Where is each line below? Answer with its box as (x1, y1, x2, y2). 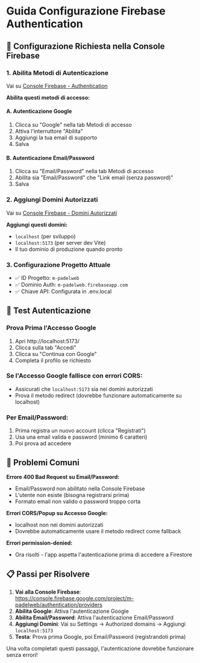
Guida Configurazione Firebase (6, 4, 166, 18)
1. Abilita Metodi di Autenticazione (6, 68, 108, 77)
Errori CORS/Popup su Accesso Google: (6, 509, 108, 516)
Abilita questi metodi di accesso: (6, 94, 90, 101)
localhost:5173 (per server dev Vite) (14, 239, 106, 246)
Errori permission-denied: (6, 539, 73, 547)
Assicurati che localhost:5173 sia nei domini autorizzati (14, 385, 154, 393)
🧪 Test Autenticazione (6, 306, 92, 316)
